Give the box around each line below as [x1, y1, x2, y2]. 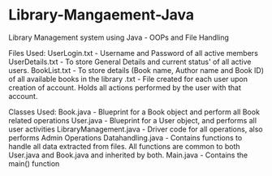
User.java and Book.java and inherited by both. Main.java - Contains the [8, 150, 248, 160]
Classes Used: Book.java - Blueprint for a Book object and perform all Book [8, 107, 260, 117]
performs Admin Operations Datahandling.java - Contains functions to [8, 132, 243, 143]
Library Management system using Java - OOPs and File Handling [8, 32, 230, 42]
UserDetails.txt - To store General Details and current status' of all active [8, 57, 252, 67]
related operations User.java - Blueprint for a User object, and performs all [8, 115, 257, 125]
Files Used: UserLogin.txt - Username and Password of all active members [8, 48, 258, 58]
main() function [8, 158, 60, 168]
